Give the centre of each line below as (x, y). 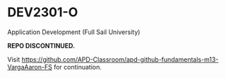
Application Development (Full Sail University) (74, 32)
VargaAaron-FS (30, 67)
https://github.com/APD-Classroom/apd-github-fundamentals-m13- (120, 59)
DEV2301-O (43, 12)
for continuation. (78, 67)
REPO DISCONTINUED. (41, 45)
